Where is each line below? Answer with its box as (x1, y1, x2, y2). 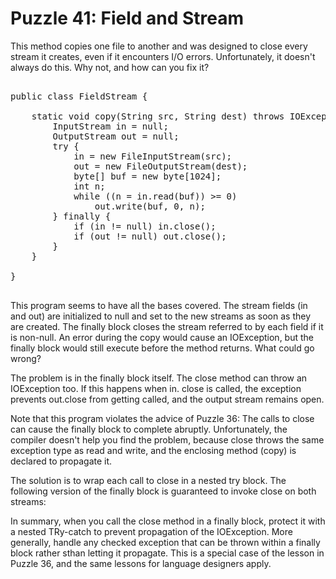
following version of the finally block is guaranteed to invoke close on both (10, 485, 317, 497)
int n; (73, 180, 106, 192)
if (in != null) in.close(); (73, 220, 217, 232)
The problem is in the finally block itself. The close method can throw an (10, 372, 308, 384)
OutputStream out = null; (52, 130, 180, 142)
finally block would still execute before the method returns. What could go (10, 342, 315, 354)
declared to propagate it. (10, 455, 113, 467)
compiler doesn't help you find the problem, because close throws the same (10, 433, 325, 446)
